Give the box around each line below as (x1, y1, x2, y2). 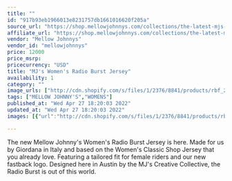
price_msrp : (7, 55, 41, 62)
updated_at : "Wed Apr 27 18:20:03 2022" (7, 106, 126, 113)
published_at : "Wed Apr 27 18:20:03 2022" (7, 100, 131, 107)
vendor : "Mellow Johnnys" (7, 36, 81, 43)
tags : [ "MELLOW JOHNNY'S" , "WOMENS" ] (7, 94, 113, 101)
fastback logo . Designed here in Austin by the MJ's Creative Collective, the (7, 160, 221, 168)
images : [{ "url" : (7, 113, 57, 120)
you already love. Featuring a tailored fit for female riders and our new (7, 153, 206, 161)
